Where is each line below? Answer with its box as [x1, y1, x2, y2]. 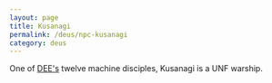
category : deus [9, 38, 67, 48]
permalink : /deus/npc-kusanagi [9, 30, 128, 39]
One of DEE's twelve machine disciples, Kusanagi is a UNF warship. [9, 63, 264, 74]
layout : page [9, 13, 59, 23]
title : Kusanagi [9, 22, 71, 31]
